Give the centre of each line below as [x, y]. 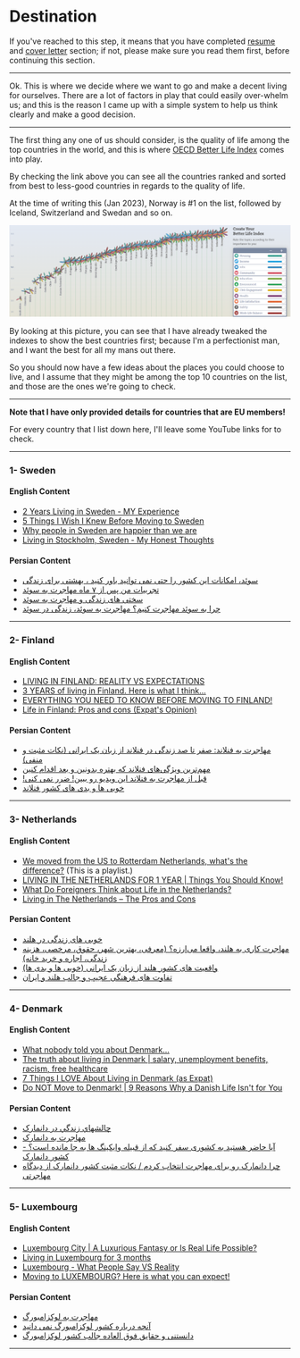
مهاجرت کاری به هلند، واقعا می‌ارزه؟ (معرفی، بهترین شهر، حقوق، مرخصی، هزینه [156, 948]
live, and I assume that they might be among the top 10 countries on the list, [148, 376]
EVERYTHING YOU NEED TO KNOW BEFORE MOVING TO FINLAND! [147, 700]
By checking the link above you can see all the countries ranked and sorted [148, 176]
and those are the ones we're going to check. [93, 386]
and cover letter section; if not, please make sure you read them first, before [150, 50]
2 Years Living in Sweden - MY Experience [101, 511]
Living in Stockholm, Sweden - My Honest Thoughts [118, 540]
